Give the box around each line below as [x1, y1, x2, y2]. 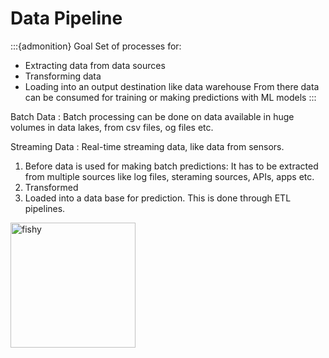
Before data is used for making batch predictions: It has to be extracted [24, 160, 319, 172]
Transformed [24, 181, 79, 193]
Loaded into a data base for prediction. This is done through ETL [24, 192, 292, 204]
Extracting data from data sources [24, 59, 166, 71]
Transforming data [24, 70, 102, 82]
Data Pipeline [10, 7, 123, 30]
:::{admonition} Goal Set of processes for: [10, 40, 182, 52]
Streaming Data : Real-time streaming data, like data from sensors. [10, 140, 285, 152]
